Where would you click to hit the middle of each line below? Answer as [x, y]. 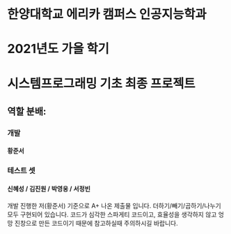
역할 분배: [27, 111]
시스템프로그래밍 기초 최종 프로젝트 [102, 83]
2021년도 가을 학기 [58, 49]
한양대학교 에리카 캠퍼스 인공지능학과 [107, 14]
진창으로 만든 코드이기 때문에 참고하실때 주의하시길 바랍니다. [96, 223]
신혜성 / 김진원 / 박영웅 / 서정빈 [49, 189]
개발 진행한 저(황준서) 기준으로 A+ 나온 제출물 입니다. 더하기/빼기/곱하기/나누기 [114, 205]
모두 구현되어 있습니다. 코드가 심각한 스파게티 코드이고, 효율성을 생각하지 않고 [112, 214]
